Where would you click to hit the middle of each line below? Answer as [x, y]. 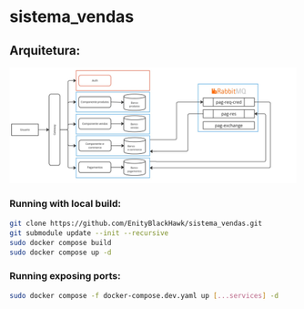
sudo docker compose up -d [61, 252]
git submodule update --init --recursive [89, 233]
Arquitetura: [45, 51]
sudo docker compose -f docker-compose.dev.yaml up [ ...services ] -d [144, 295]
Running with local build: [65, 203]
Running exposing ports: [65, 275]
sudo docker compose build [61, 242]
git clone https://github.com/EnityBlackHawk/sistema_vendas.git [136, 224]
